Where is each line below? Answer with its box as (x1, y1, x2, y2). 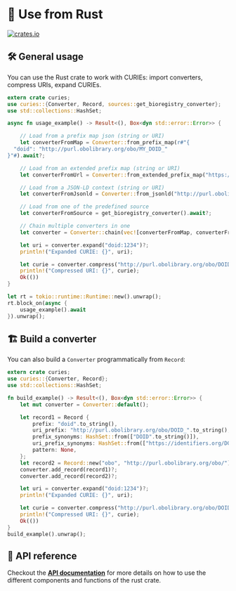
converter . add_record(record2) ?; (20, 472, 118, 480)
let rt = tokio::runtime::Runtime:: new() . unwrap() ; (7, 293, 162, 300)
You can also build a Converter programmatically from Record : (7, 355, 186, 364)
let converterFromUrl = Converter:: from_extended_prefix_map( (20, 171, 206, 178)
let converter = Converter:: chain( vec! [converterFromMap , (20, 228, 193, 236)
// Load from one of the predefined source (20, 203, 150, 210)
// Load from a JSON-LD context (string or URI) (20, 184, 165, 191)
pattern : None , (32, 446, 77, 454)
